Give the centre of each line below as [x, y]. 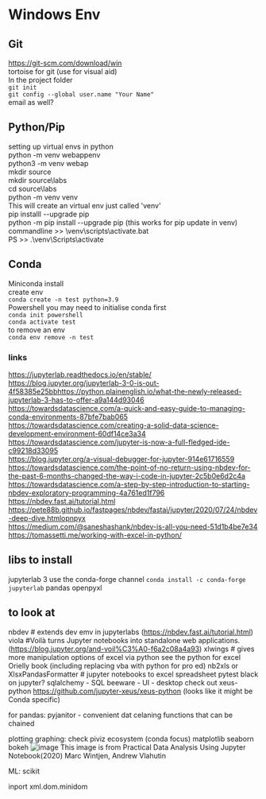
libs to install [40, 560]
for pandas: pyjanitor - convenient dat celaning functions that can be [121, 715]
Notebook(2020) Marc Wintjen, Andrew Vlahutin [87, 755]
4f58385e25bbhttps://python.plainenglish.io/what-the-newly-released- [125, 391]
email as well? [31, 102]
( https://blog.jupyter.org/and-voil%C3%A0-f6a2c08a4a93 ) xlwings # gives [131, 649]
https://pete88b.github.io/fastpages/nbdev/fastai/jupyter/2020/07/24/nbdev [133, 510]
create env [26, 292]
